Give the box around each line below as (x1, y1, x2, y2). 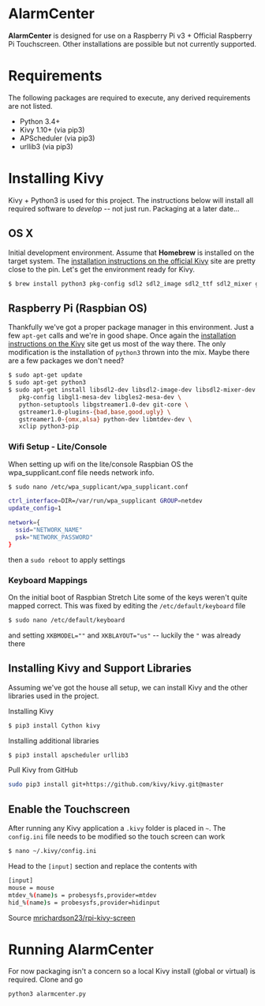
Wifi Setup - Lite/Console (8, 441, 108, 452)
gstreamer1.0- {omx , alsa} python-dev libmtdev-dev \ (18, 415, 192, 423)
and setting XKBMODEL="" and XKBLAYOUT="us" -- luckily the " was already (8, 630, 241, 640)
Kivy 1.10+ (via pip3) (19, 125, 85, 134)
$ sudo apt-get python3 (8, 379, 87, 387)
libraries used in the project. (8, 691, 99, 701)
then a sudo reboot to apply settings (8, 555, 126, 564)
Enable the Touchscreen (8, 802, 130, 816)
